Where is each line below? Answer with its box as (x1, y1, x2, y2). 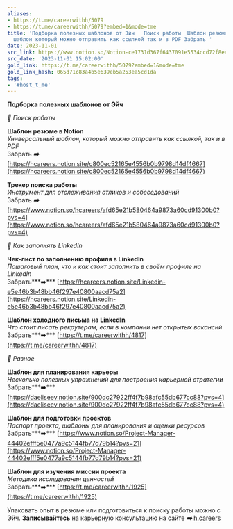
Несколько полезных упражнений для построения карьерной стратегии (7, 375, 223, 384)
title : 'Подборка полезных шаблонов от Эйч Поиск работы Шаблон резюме (7, 29, 228, 37)
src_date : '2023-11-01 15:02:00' (7, 56, 104, 63)
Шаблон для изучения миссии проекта (7, 467, 126, 476)
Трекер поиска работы (7, 181, 78, 189)
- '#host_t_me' (7, 81, 51, 88)
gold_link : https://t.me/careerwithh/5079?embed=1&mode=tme (7, 62, 185, 69)
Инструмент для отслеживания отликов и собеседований (7, 188, 180, 197)
